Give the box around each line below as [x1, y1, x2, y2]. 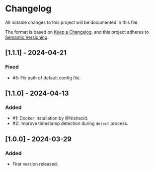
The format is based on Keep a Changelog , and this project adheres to [5, 29, 149, 35]
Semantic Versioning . [5, 34, 49, 40]
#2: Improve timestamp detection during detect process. [12, 120, 128, 126]
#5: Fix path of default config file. [12, 75, 81, 81]
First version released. [12, 161, 58, 167]
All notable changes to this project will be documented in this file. [5, 19, 139, 25]
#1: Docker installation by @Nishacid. [12, 115, 88, 121]
